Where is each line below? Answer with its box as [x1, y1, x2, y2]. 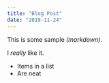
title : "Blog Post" [7, 10, 63, 17]
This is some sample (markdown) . [7, 35, 102, 43]
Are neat [16, 69, 42, 78]
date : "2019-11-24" [7, 16, 63, 23]
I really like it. [7, 49, 44, 57]
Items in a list [16, 62, 54, 70]
